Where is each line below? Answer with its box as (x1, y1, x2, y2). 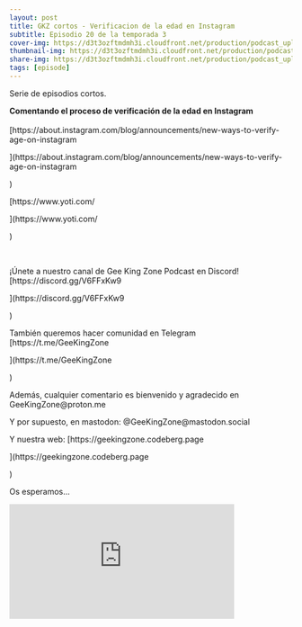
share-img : (9, 55, 50, 64)
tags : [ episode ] (9, 64, 70, 73)
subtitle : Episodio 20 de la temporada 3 (9, 30, 167, 39)
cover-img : (9, 38, 50, 48)
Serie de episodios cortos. (9, 87, 107, 99)
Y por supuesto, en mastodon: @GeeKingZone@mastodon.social (9, 416, 250, 427)
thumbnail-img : (9, 47, 67, 56)
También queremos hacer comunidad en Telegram (9, 327, 196, 338)
